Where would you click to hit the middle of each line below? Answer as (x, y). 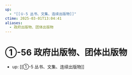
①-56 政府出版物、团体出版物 (66, 53)
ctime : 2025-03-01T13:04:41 (33, 18)
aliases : (14, 23)
